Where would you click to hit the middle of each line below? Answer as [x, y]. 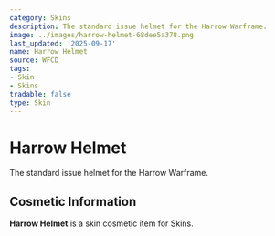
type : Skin [30, 103]
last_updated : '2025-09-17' [63, 43]
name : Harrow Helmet [49, 52]
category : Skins [40, 18]
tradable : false [40, 94]
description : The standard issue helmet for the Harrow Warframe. [138, 26]
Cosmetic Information [73, 201]
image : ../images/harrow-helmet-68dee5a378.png [102, 35]
